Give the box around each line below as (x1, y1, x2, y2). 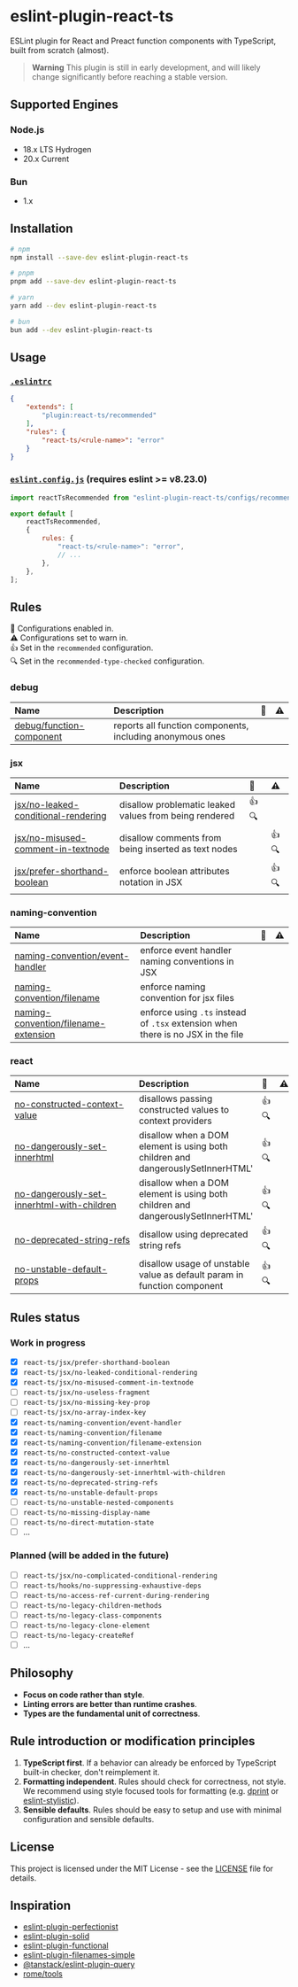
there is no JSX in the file (140, 1028, 244, 1041)
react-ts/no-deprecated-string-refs (22, 1478, 158, 1487)
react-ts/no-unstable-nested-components (22, 1499, 174, 1508)
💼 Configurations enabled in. (10, 623, 114, 634)
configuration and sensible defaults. (22, 1813, 155, 1824)
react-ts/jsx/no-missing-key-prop (22, 1398, 150, 1408)
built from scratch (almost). (10, 44, 110, 55)
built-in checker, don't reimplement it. (22, 1766, 160, 1777)
